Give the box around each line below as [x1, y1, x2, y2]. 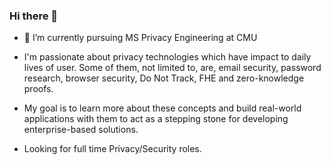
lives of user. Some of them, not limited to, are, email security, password [23, 62, 322, 74]
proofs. [23, 83, 54, 95]
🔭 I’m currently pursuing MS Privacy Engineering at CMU [23, 32, 258, 44]
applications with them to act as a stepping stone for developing [23, 113, 289, 125]
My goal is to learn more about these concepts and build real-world [23, 102, 302, 114]
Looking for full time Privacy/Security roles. [23, 143, 202, 155]
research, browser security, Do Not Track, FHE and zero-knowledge [23, 72, 305, 84]
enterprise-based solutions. [23, 124, 139, 136]
